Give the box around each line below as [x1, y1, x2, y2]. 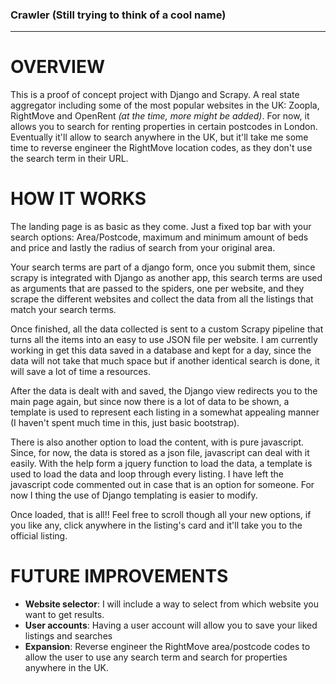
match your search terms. [10, 304, 117, 316]
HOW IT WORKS [10, 188, 147, 210]
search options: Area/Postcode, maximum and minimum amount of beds [10, 231, 309, 243]
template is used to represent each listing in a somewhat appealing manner [10, 406, 320, 418]
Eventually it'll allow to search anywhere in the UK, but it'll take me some [10, 131, 309, 143]
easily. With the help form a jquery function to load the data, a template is [10, 458, 313, 470]
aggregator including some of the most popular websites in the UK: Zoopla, [10, 99, 320, 112]
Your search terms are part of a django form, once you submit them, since [10, 261, 316, 273]
